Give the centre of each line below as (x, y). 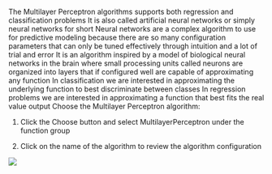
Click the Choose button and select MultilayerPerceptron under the (132, 122)
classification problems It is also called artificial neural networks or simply (132, 20)
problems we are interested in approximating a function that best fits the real (136, 98)
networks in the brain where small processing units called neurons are (126, 63)
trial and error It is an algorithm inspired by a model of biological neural (127, 55)
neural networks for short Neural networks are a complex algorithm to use (132, 29)
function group (45, 130)
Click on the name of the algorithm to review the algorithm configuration (141, 146)
